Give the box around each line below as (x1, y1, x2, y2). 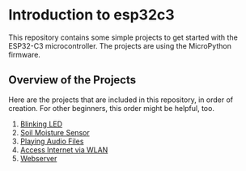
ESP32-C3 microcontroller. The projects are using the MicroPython (8, 41, 232, 50)
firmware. (8, 49, 40, 59)
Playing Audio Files (19, 136, 84, 146)
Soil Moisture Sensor (19, 127, 91, 137)
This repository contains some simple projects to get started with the (8, 32, 239, 42)
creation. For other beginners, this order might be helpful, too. (8, 103, 214, 113)
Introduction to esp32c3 (8, 6, 176, 24)
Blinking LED (19, 119, 63, 129)
